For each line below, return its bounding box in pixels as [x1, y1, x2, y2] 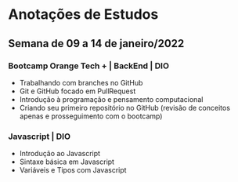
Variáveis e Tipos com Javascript [19, 166, 127, 175]
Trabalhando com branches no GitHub [19, 78, 143, 87]
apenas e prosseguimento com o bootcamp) [19, 111, 163, 121]
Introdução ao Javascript [19, 149, 100, 158]
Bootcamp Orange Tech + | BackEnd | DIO [8, 60, 170, 71]
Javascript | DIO [8, 131, 71, 142]
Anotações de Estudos [8, 5, 159, 24]
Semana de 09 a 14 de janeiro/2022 [8, 37, 185, 50]
